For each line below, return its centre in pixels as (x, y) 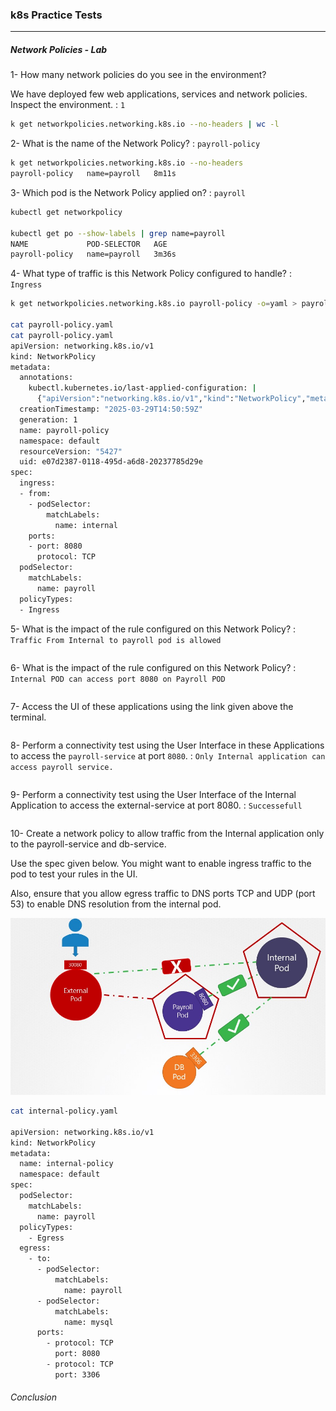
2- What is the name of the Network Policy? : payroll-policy (135, 144)
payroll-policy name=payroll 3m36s (93, 254)
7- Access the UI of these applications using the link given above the (152, 706)
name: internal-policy (66, 1164)
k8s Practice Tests (56, 15)
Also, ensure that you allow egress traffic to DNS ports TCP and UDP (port (163, 893)
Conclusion (34, 1397)
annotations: (46, 378)
